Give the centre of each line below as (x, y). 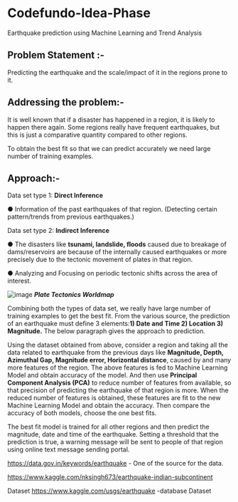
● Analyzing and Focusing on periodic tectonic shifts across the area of (113, 273)
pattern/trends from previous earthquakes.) (71, 217)
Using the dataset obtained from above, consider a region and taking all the (118, 345)
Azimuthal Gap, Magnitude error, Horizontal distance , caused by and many (119, 360)
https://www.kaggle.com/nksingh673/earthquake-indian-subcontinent (110, 477)
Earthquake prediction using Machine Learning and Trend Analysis (105, 33)
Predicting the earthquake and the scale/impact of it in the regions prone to (118, 72)
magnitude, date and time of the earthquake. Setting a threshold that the (113, 434)
